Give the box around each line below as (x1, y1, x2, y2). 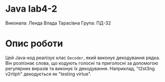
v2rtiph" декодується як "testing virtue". (5, 71, 92, 77)
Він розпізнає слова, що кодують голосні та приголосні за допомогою (5, 60, 158, 66)
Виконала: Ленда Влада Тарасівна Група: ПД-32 (5, 20, 111, 26)
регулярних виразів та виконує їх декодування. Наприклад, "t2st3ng (5, 65, 155, 71)
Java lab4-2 (5, 3, 58, 15)
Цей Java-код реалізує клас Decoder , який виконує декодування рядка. (5, 54, 160, 61)
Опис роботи (5, 38, 63, 49)
